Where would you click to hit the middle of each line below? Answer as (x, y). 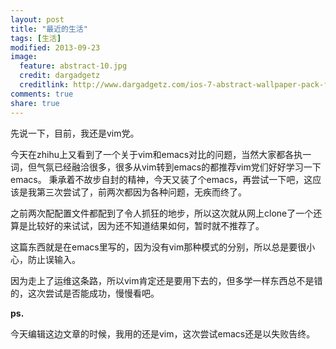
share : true (35, 103)
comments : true (42, 94)
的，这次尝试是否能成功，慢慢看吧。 (85, 293)
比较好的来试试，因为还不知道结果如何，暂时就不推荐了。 (146, 225)
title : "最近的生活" (49, 29)
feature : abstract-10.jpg (73, 66)
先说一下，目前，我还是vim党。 (75, 133)
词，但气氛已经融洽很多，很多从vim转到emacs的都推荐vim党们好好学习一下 (166, 167)
